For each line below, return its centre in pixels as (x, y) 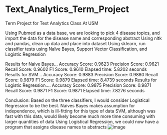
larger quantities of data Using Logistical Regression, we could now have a (82, 121)
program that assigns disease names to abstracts (56, 127)
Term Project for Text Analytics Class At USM (52, 23)
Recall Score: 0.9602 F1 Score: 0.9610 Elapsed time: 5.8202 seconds (76, 69)
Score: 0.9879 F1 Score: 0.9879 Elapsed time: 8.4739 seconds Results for (81, 80)
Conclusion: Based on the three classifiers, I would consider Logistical (77, 100)
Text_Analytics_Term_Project (67, 9)
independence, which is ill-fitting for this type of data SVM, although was (80, 111)
